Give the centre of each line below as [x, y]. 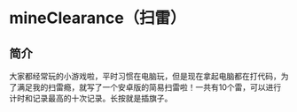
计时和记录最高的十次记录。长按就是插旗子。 [91, 98]
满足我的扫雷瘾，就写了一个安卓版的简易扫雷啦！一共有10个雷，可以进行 [149, 87]
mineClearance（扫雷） [98, 18]
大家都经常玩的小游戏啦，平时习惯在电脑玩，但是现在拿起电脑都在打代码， [145, 76]
